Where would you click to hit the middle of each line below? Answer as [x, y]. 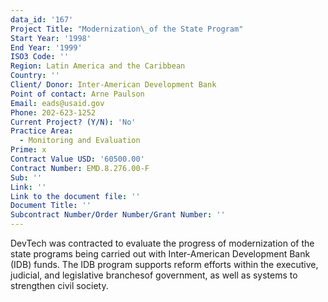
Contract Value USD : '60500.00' [77, 159]
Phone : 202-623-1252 [53, 112]
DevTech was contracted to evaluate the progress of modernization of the [162, 243]
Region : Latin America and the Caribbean [98, 66]
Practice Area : [42, 131]
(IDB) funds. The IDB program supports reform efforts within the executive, [164, 264]
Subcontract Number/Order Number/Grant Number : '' [118, 215]
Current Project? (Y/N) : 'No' [73, 122]
